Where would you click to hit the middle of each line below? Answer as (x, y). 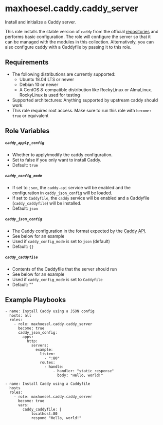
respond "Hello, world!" (56, 418)
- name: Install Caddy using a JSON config (50, 311)
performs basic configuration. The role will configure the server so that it (78, 37)
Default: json (25, 208)
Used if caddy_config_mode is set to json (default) (61, 242)
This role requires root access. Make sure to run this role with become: (82, 110)
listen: (47, 354)
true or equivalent (30, 116)
